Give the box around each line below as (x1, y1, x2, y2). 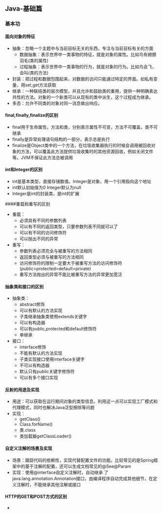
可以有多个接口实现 (19, 375, 59, 381)
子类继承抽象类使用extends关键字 (19, 314, 87, 320)
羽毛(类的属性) (19, 58, 49, 63)
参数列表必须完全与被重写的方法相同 (19, 248, 93, 254)
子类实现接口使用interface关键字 (19, 356, 85, 362)
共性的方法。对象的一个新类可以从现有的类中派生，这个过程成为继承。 (12, 94, 154, 100)
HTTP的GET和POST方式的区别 (5, 493, 67, 499)
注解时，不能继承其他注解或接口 (16, 481, 81, 487)
